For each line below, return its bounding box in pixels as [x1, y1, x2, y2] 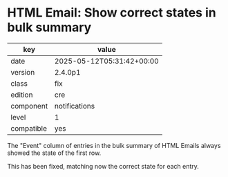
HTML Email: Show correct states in [7, 5, 216, 21]
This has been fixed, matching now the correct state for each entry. [7, 162, 199, 170]
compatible [10, 123, 47, 133]
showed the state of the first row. [7, 149, 102, 157]
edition [10, 90, 33, 100]
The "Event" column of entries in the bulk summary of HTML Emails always [7, 141, 221, 149]
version [10, 67, 35, 77]
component [10, 101, 48, 111]
